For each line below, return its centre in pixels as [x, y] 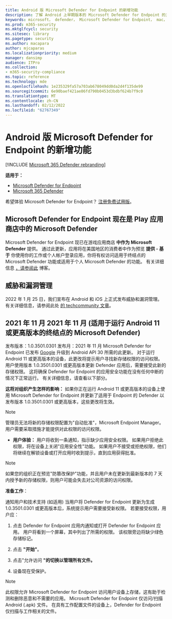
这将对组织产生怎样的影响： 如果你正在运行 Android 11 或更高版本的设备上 [83, 389]
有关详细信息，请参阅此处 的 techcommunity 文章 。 [60, 305]
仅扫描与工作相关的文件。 [32, 611]
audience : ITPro [23, 63]
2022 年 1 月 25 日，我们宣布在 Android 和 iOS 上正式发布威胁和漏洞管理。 [84, 299]
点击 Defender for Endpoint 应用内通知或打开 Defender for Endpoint [84, 526]
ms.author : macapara [27, 44]
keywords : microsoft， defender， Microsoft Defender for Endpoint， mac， [86, 20]
